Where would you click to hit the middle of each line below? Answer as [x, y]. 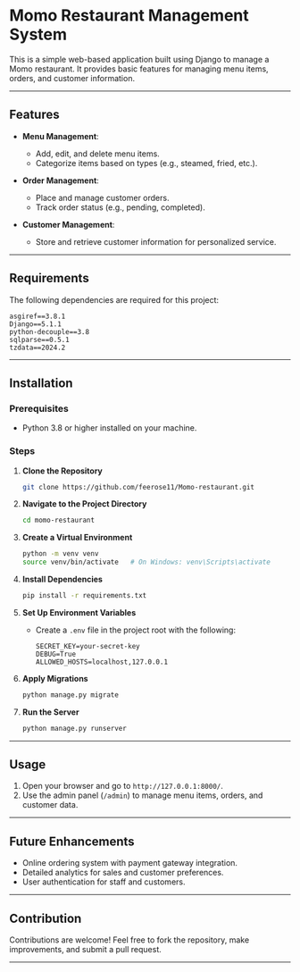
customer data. [50, 805]
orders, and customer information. [72, 78]
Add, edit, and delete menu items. [98, 154]
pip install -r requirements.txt [84, 596]
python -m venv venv [60, 554]
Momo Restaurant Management [129, 16]
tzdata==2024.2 [37, 348]
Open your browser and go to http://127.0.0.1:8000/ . [122, 786]
